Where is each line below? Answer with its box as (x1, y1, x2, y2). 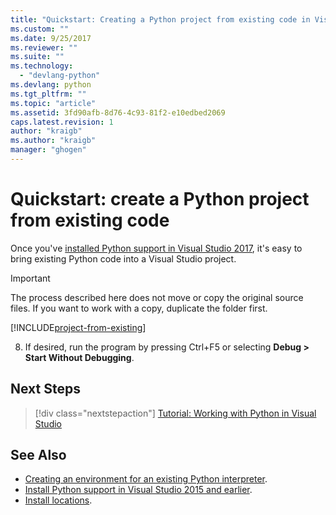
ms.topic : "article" (10, 98, 97, 108)
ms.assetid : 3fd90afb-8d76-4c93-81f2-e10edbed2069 (10, 107, 226, 118)
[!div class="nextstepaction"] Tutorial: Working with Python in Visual (34, 407, 317, 419)
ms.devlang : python (10, 80, 92, 90)
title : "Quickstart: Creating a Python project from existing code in (10, 14, 311, 25)
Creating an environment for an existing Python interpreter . (24, 473, 268, 485)
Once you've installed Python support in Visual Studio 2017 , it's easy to (10, 242, 303, 254)
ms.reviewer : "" (10, 42, 78, 53)
